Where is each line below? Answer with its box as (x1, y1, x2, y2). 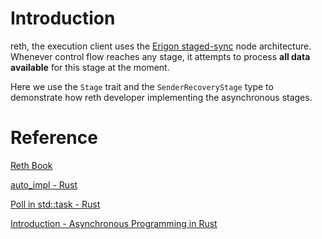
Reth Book (10, 159, 53, 171)
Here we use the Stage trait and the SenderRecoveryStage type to (10, 80, 274, 92)
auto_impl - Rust (10, 178, 78, 191)
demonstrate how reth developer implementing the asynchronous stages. (10, 91, 313, 103)
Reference (10, 127, 98, 149)
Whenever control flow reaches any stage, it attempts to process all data (10, 50, 311, 62)
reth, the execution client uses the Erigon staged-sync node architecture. (10, 40, 312, 52)
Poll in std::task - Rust (10, 198, 101, 210)
